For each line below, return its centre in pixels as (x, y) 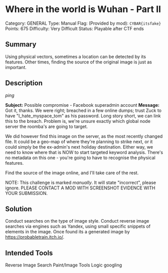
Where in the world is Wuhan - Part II (83, 9)
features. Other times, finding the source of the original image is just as (78, 62)
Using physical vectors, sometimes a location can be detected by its (76, 56)
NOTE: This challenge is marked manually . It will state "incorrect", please (81, 182)
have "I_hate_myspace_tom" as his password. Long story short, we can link (83, 116)
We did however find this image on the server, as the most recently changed (84, 136)
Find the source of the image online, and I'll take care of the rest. (72, 173)
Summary (21, 45)
